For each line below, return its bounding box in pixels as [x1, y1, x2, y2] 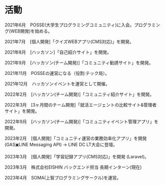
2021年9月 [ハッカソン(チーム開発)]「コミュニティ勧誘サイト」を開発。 [4, 60, 154, 65]
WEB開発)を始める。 [10, 28, 53, 34]
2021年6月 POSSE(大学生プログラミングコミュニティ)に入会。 [4, 22, 134, 28]
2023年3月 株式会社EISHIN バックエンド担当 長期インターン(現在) [4, 164, 142, 170]
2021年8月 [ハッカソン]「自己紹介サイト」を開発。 [4, 49, 112, 55]
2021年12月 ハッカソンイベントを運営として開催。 [4, 80, 110, 87]
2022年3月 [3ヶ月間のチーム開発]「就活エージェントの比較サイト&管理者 [4, 102, 157, 108]
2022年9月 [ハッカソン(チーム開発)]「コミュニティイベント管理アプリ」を [4, 119, 159, 124]
